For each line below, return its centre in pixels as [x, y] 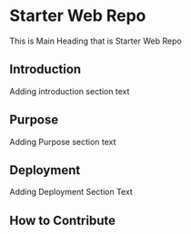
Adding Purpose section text [63, 141]
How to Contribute [63, 220]
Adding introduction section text [70, 91]
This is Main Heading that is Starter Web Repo [95, 41]
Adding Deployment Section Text [71, 192]
